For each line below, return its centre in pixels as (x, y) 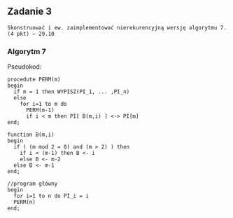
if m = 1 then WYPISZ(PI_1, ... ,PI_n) (72, 92)
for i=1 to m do (44, 104)
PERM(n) (25, 203)
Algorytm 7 (27, 51)
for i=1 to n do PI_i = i (51, 196)
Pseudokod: (24, 67)
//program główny (33, 184)
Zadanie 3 (30, 12)
